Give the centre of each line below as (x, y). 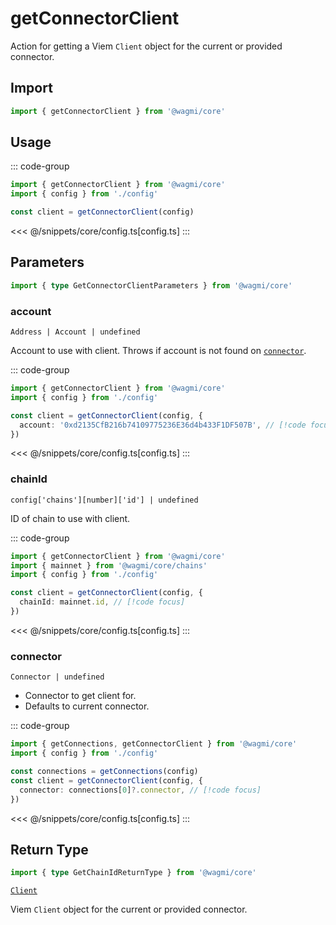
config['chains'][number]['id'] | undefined (104, 500)
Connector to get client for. (80, 696)
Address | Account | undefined (75, 332)
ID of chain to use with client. (70, 518)
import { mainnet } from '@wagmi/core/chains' (109, 565)
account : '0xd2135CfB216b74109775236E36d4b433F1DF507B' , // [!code (163, 425)
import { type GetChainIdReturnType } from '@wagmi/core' (133, 873)
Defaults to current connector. (87, 706)
